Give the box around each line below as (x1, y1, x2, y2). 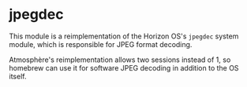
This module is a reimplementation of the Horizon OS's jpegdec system (9, 31, 239, 41)
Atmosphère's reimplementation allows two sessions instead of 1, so (9, 55, 231, 64)
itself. (9, 71, 27, 81)
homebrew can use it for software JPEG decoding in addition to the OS (9, 63, 239, 72)
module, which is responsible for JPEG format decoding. (9, 39, 193, 49)
